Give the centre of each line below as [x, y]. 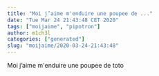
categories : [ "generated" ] [46, 39]
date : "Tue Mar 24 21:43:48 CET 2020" [63, 20]
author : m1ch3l [29, 33]
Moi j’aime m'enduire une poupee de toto [66, 65]
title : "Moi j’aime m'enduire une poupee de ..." [80, 13]
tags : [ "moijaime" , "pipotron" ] [54, 26]
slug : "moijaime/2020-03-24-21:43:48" [63, 46]
